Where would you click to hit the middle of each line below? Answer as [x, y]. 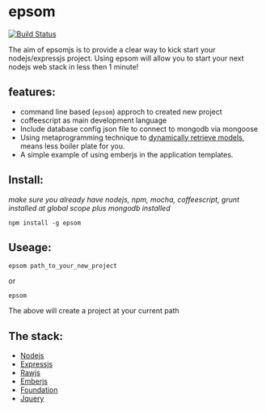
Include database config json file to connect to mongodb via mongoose [139, 128]
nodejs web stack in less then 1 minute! [74, 66]
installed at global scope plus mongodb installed [89, 208]
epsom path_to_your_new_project [63, 266]
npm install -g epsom [45, 223]
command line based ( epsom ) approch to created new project [121, 111]
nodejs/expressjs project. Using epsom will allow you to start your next [126, 58]
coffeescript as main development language [93, 120]
